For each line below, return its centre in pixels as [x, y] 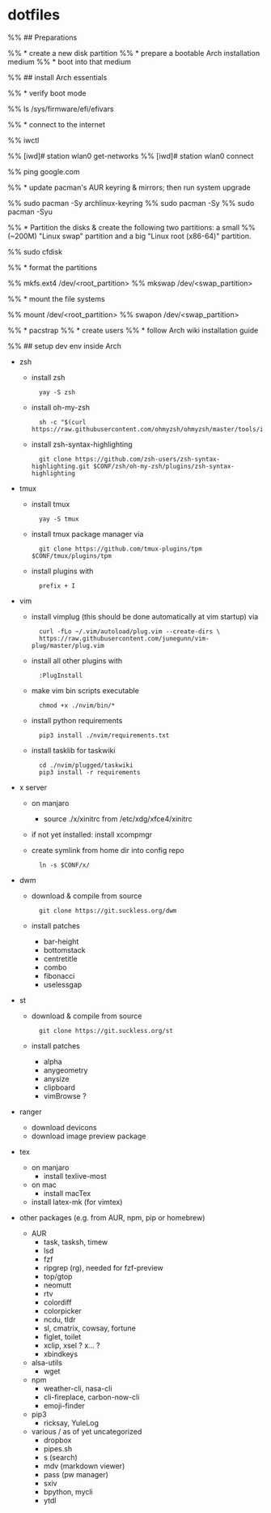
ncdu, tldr [59, 1319]
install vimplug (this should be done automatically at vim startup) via [145, 616]
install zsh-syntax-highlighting [82, 444]
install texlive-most [75, 1176]
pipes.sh [58, 1448]
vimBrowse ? [65, 1095]
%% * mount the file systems [57, 298]
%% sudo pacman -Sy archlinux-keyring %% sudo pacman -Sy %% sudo [131, 203]
